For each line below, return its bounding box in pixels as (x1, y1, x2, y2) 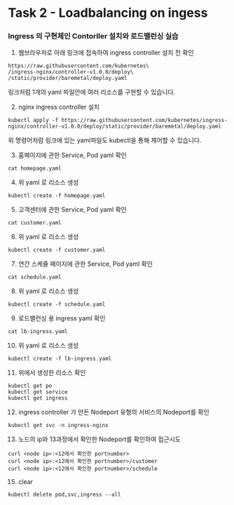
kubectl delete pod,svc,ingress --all (8, 491, 121, 499)
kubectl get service (8, 389, 69, 396)
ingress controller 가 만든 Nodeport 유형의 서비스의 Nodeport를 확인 (18, 408, 209, 417)
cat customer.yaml (8, 220, 62, 227)
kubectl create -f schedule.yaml (8, 301, 106, 308)
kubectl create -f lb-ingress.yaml (8, 356, 112, 363)
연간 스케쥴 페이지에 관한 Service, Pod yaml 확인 (18, 260, 153, 268)
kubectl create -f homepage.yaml (8, 192, 106, 199)
